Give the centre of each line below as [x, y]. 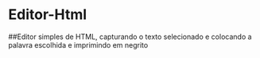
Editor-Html [48, 15]
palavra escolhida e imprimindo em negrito [78, 44]
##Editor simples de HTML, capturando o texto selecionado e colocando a [130, 37]
